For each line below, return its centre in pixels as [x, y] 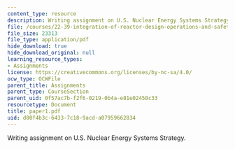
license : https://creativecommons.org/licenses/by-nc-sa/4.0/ [100, 72]
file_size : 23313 [33, 33]
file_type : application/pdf [48, 40]
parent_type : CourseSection [48, 92]
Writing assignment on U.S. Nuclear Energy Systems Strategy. [97, 138]
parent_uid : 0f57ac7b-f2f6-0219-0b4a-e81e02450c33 [83, 99]
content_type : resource [42, 14]
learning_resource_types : [45, 59]
